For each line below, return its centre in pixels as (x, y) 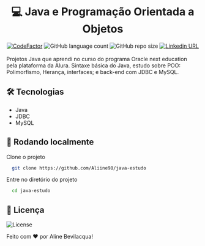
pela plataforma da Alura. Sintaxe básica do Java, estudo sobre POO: (94, 65)
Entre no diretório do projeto (42, 180)
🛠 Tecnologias (35, 92)
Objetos (103, 29)
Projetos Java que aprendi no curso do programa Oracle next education (97, 59)
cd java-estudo (31, 191)
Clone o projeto (26, 157)
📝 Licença (25, 210)
